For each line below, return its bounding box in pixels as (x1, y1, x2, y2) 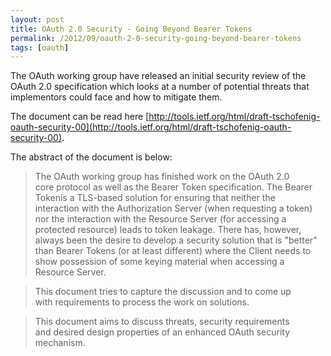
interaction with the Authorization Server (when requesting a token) (34, 202, 313, 215)
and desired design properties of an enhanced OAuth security (34, 326, 291, 338)
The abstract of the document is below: (10, 151, 173, 163)
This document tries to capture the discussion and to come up (34, 286, 292, 298)
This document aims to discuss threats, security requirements (34, 316, 290, 328)
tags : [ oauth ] (10, 42, 70, 53)
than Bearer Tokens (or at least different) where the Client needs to (34, 245, 312, 257)
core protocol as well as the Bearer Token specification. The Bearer (34, 181, 313, 193)
